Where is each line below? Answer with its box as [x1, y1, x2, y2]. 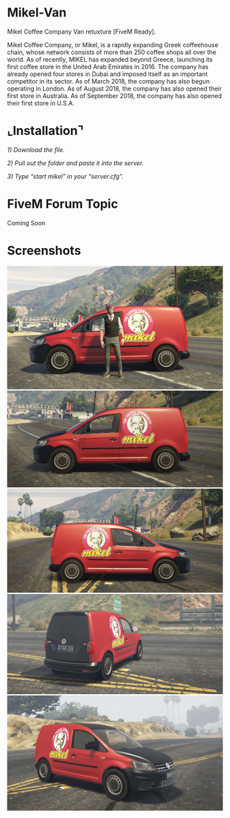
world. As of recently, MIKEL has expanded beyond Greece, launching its [7, 55, 214, 63]
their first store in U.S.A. [7, 99, 75, 107]
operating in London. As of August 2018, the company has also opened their [7, 84, 222, 92]
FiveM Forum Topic [7, 197, 118, 212]
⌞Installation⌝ [7, 123, 84, 138]
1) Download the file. [7, 145, 65, 153]
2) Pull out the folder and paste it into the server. [7, 159, 144, 167]
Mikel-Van [7, 5, 67, 21]
